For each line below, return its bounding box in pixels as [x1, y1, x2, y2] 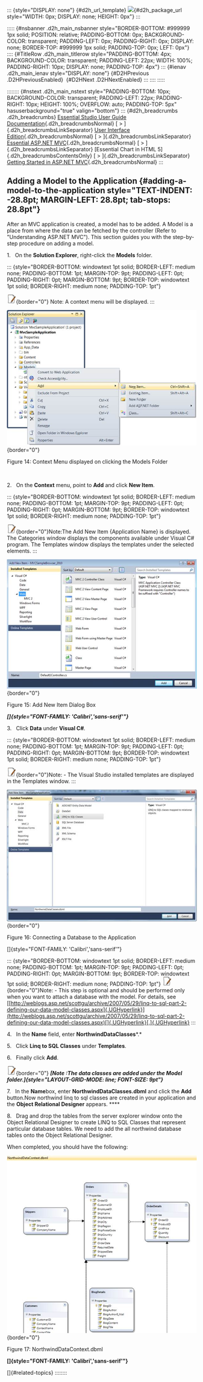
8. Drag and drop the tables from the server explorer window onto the [7, 1112, 183, 1119]
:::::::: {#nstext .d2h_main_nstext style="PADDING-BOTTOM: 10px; [7, 88, 171, 95]
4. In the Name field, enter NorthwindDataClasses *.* [7, 1030, 142, 1038]
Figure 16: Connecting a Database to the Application [7, 934, 136, 941]
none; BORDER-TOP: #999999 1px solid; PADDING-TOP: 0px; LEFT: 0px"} [7, 44, 190, 51]
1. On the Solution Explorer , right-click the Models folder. [7, 251, 153, 258]
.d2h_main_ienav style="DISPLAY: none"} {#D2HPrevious [7, 70, 149, 77]
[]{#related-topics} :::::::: [7, 1369, 67, 1376]
